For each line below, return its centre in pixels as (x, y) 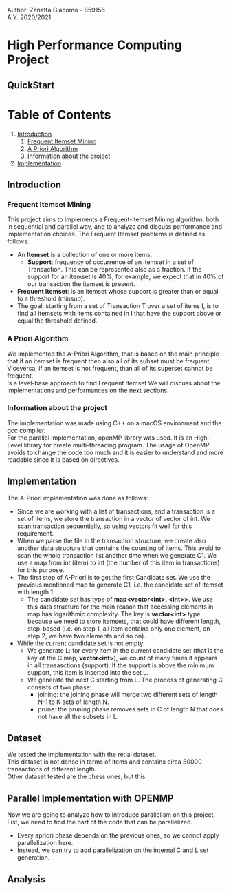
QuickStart (31, 85)
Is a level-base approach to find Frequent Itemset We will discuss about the (114, 383)
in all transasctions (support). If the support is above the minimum (121, 665)
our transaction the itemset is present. (81, 284)
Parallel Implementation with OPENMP (90, 798)
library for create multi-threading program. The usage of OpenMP (117, 445)
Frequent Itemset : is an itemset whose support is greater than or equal (118, 292)
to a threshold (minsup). (51, 298)
